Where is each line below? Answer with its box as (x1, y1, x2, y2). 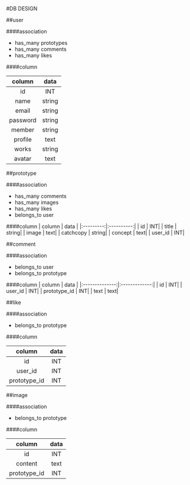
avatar (14, 155, 32, 162)
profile (14, 135, 32, 144)
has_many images (14, 199, 59, 206)
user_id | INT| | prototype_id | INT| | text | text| (6, 288, 119, 294)
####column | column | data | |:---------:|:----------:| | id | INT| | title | (6, 223, 177, 230)
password (9, 116, 37, 124)
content (15, 460, 38, 467)
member (11, 126, 35, 134)
